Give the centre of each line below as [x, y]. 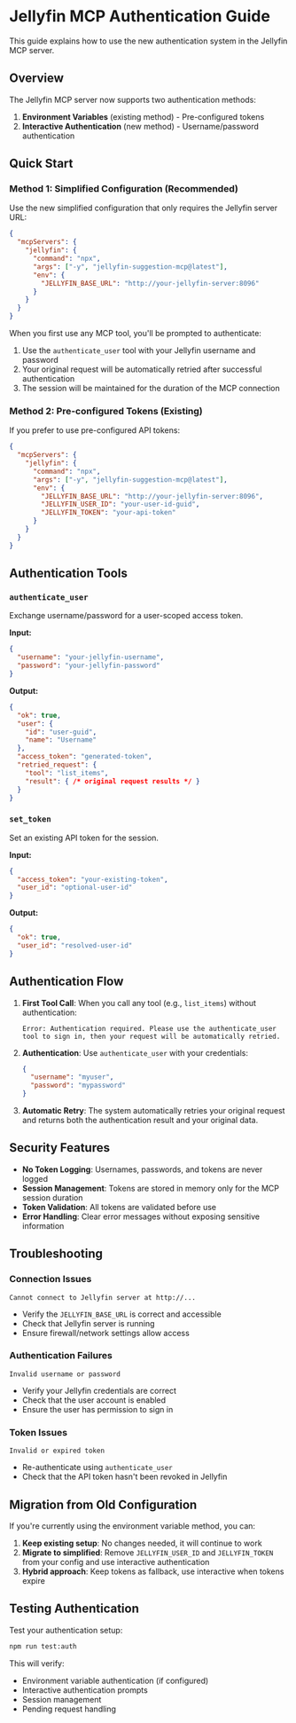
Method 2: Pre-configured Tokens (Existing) [106, 411]
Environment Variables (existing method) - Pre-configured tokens [143, 116]
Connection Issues [51, 1279]
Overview [37, 79]
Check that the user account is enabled [94, 1400]
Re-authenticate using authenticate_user [97, 1467]
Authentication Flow [66, 982]
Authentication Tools [69, 574]
